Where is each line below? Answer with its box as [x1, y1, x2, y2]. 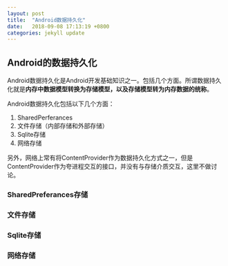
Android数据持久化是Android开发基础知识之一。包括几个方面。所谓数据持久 [7, 77, 222, 85]
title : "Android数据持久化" [7, 17, 86, 23]
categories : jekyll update [7, 29, 85, 37]
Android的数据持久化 [7, 57, 97, 68]
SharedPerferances [17, 113, 73, 122]
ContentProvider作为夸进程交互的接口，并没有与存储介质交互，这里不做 [7, 162, 211, 171]
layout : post [7, 10, 45, 17]
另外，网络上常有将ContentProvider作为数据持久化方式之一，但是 [7, 153, 193, 162]
